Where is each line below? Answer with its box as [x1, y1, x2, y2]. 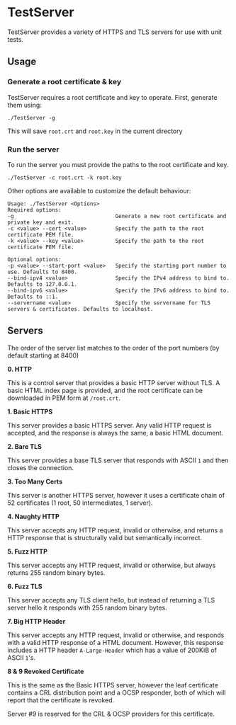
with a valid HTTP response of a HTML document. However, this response [7, 638, 224, 646]
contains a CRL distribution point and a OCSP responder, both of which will [7, 688, 226, 697]
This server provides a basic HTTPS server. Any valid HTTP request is [7, 421, 212, 429]
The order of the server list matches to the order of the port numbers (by [7, 343, 220, 352]
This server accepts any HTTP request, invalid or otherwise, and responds [7, 631, 225, 639]
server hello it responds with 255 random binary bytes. [7, 603, 168, 612]
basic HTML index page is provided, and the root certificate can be [7, 386, 203, 394]
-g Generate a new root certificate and [7, 212, 227, 219]
